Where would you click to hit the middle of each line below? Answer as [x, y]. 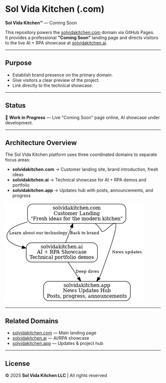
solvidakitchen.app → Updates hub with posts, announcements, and [83, 191]
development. [19, 122]
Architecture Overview [41, 142]
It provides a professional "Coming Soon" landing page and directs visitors [82, 38]
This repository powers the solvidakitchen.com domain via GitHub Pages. [80, 32]
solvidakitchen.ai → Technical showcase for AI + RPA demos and [79, 180]
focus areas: [18, 160]
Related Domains [32, 321]
